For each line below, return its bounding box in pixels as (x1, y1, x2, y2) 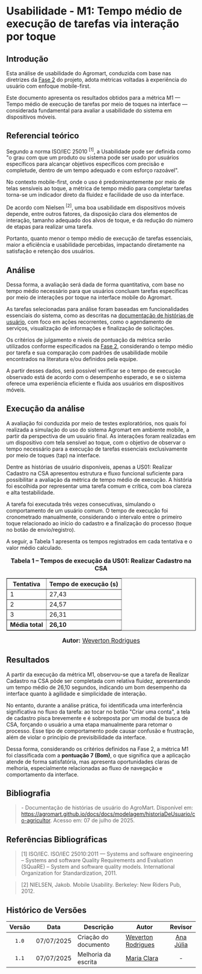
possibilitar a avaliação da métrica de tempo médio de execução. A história (6, 476, 192, 483)
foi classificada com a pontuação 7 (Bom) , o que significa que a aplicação (6, 751, 191, 759)
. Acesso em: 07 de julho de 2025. (50, 817, 135, 824)
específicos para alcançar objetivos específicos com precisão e (6, 161, 164, 168)
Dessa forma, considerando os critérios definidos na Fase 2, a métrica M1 (6, 745, 189, 753)
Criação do (77, 933, 109, 941)
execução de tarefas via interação (6, 17, 179, 31)
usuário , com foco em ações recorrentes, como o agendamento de (6, 318, 173, 325)
